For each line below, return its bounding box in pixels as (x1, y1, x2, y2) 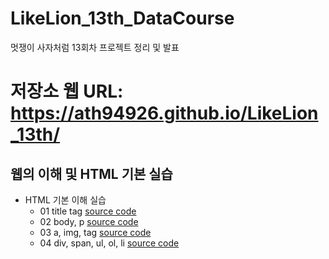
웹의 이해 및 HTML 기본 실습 (10, 165, 173, 182)
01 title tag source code (39, 205, 137, 217)
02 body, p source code (39, 215, 139, 227)
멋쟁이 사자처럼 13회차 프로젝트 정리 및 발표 (10, 41, 180, 53)
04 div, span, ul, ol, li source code (39, 237, 180, 249)
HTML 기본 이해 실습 (24, 193, 107, 206)
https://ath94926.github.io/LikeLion (10, 102, 319, 125)
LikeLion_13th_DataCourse (10, 7, 235, 30)
